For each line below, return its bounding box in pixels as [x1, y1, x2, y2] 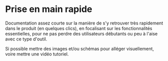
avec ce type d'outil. [5, 36, 48, 42]
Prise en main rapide [5, 3, 93, 15]
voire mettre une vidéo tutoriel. [5, 51, 69, 57]
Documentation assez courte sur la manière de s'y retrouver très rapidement [5, 20, 163, 26]
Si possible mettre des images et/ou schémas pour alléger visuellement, [5, 45, 154, 51]
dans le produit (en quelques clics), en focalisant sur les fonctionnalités [5, 25, 152, 31]
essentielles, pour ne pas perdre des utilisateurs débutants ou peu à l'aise [5, 30, 158, 36]
